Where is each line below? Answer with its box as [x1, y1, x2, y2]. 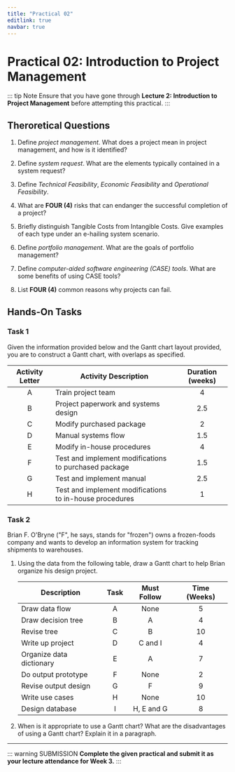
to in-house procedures [55, 493, 134, 503]
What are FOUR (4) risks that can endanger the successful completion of [17, 201, 229, 210]
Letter [20, 375, 41, 385]
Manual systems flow [55, 430, 125, 440]
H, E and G [132, 704, 168, 714]
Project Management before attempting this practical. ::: [7, 99, 171, 107]
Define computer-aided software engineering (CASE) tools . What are [17, 265, 216, 273]
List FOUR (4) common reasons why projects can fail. [17, 286, 172, 294]
